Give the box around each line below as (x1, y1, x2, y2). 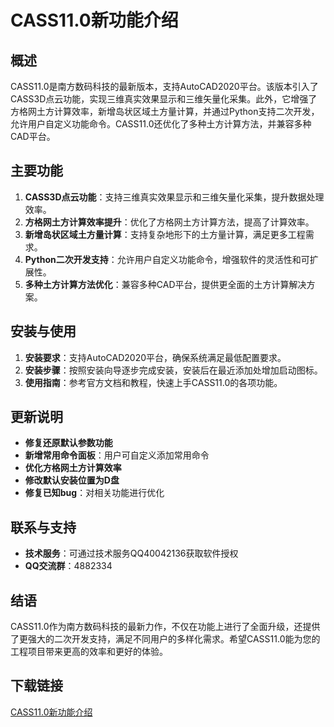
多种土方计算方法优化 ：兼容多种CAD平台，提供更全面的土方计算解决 (24, 278, 307, 290)
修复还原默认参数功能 (24, 437, 113, 449)
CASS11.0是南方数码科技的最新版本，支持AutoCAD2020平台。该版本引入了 (10, 81, 319, 92)
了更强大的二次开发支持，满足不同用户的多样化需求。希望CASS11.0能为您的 (10, 633, 321, 645)
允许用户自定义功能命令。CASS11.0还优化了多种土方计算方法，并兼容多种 (10, 118, 312, 130)
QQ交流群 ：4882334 (24, 560, 113, 572)
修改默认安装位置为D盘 (24, 474, 120, 486)
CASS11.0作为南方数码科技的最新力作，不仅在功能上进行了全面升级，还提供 (10, 621, 321, 633)
